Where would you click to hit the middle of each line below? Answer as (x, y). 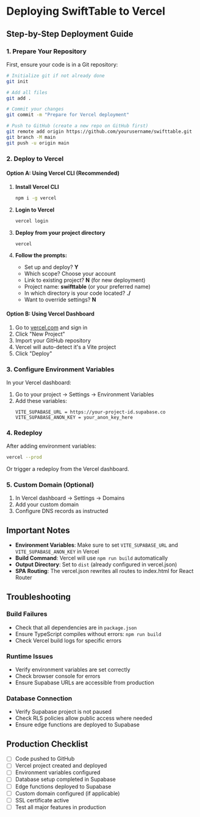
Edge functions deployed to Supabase (63, 786)
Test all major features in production (60, 807)
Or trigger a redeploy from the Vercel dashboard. (68, 469)
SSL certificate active (42, 800)
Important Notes (38, 530)
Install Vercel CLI (37, 187)
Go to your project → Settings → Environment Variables (84, 394)
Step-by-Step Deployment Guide (70, 34)
